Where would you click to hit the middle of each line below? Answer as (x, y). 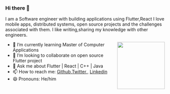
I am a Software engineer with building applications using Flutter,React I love (85, 19)
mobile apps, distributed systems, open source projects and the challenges (84, 24)
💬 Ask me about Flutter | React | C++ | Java (58, 66)
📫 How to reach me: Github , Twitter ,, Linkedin (60, 72)
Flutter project (27, 61)
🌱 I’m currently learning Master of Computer (58, 45)
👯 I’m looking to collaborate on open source (58, 55)
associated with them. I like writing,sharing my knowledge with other (77, 30)
